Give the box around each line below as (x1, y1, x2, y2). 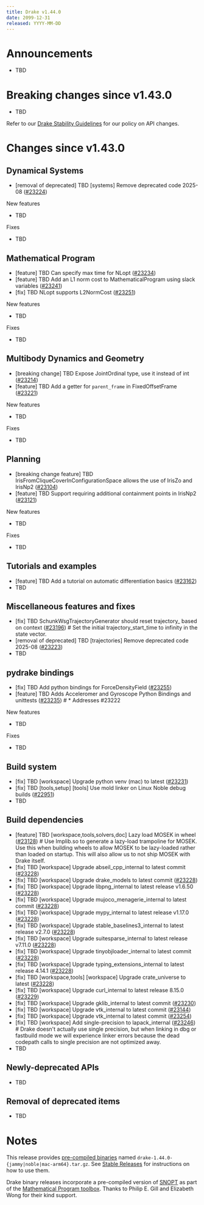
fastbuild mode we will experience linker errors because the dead (15, 1031, 180, 1039)
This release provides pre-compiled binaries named (6, 1154, 136, 1161)
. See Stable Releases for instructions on (88, 1161, 190, 1168)
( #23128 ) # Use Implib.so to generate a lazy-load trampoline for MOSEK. (15, 837, 197, 845)
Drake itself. (15, 857, 46, 864)
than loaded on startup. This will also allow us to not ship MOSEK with (15, 850, 191, 858)
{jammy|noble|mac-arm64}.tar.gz (6, 1162, 88, 1168)
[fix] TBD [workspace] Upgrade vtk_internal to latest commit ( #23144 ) (15, 1006, 191, 1013)
